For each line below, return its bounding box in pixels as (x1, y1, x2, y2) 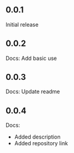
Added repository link (14, 140, 69, 147)
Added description (14, 133, 61, 141)
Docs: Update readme (5, 88, 61, 96)
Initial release (5, 21, 39, 28)
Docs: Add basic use (5, 54, 57, 62)
